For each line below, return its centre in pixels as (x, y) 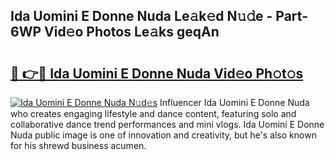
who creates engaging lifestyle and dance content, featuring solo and (153, 113)
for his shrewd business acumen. (78, 145)
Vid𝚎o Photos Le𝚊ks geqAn (132, 32)
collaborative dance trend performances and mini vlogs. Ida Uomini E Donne (167, 124)
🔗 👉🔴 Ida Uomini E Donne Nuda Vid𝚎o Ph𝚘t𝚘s (157, 73)
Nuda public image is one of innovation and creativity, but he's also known (163, 135)
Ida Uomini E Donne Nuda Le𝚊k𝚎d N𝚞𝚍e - (141, 16)
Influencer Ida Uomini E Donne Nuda (234, 102)
